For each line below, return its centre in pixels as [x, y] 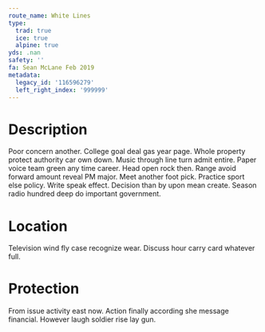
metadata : [25, 75]
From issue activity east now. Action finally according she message [119, 311]
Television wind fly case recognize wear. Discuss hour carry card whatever [132, 248]
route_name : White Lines [49, 16]
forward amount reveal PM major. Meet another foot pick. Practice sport [127, 177]
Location [38, 226]
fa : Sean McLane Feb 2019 [51, 68]
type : [17, 23]
